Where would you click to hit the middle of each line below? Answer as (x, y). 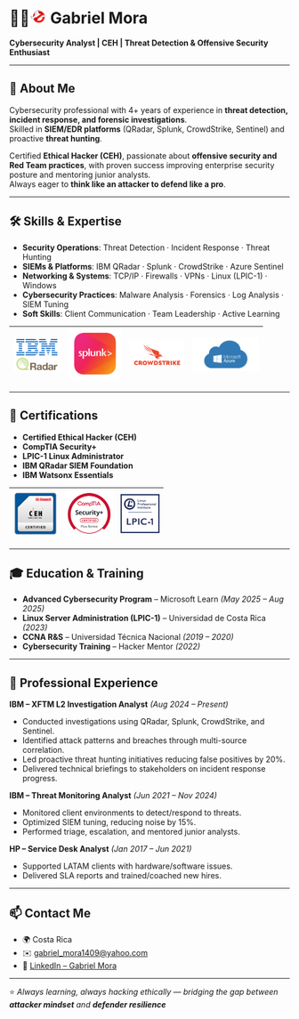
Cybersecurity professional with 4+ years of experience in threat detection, (149, 109)
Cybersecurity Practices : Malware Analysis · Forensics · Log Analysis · (153, 295)
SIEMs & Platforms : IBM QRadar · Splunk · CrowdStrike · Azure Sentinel (153, 266)
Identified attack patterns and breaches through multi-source (134, 740)
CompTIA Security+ (60, 446)
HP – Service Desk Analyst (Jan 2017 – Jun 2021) (101, 849)
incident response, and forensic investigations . (98, 119)
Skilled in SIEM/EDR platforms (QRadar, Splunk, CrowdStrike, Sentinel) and (147, 129)
